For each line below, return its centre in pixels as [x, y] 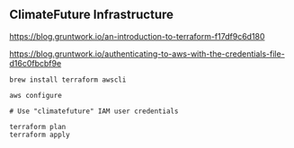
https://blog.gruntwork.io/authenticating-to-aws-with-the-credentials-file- [147, 54]
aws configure [36, 95]
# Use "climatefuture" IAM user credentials [94, 111]
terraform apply [40, 135]
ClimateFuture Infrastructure [91, 15]
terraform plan [38, 126]
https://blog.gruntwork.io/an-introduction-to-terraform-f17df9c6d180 [137, 36]
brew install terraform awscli [68, 80]
